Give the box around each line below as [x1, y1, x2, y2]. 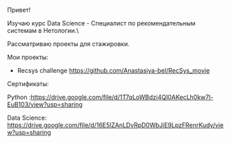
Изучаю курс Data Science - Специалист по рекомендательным [7, 19, 196, 27]
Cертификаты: [7, 80, 50, 88]
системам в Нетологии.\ [7, 27, 79, 34]
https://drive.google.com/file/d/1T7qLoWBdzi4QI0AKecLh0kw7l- [30, 93, 214, 101]
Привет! [7, 6, 31, 14]
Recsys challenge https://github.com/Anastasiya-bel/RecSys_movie [17, 67, 210, 74]
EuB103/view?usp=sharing [7, 100, 83, 109]
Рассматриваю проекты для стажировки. [7, 40, 130, 47]
